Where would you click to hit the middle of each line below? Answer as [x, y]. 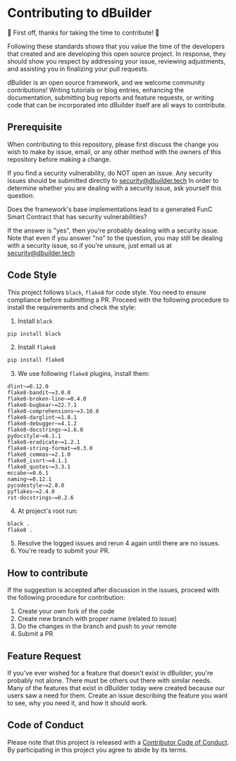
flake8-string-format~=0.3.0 [50, 449]
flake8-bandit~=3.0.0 [39, 393]
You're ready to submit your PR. [64, 551]
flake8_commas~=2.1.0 [39, 455]
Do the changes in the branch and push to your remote [97, 626]
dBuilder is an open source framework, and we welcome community [106, 82]
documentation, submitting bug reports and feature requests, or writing [111, 98]
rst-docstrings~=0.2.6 [41, 498]
